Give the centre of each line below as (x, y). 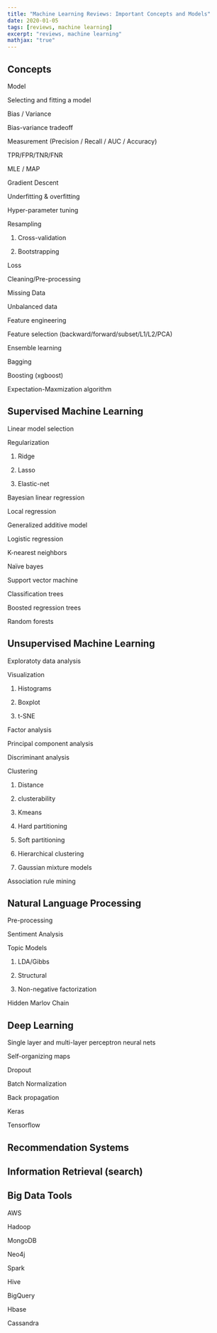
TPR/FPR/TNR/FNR (35, 155)
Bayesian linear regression (46, 497)
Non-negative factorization (57, 989)
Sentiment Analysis (35, 934)
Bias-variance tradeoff (40, 127)
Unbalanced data (33, 306)
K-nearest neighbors (37, 552)
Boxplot (29, 702)
